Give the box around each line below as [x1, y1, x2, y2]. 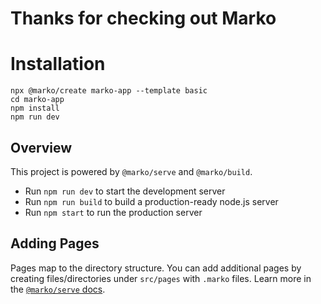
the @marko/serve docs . [10, 283, 106, 295]
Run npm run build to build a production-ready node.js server [24, 195, 279, 207]
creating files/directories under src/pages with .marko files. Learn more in [10, 272, 312, 284]
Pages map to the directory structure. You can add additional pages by [10, 262, 302, 274]
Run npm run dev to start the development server [24, 185, 226, 197]
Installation [10, 53, 106, 76]
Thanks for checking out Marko [10, 7, 277, 30]
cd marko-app [10, 95, 65, 105]
